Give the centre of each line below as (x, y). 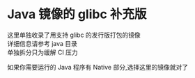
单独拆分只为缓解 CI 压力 (42, 52)
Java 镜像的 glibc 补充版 (77, 14)
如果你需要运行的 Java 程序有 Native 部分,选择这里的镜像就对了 (98, 67)
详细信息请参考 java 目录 (42, 43)
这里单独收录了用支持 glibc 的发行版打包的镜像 (74, 35)
